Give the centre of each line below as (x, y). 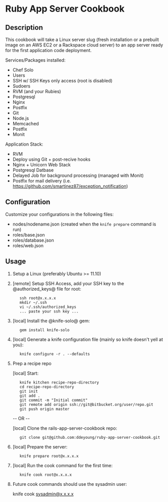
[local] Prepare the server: (40, 447)
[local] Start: (26, 373)
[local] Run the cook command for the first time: (62, 465)
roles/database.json (33, 240)
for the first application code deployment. (49, 50)
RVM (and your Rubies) (37, 91)
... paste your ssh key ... (49, 311)
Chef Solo (23, 70)
